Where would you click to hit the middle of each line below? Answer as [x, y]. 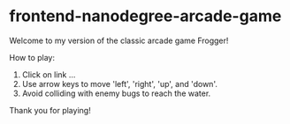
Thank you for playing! [50, 110]
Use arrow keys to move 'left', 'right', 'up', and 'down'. [120, 84]
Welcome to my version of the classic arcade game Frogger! [119, 40]
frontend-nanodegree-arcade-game [145, 16]
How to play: [32, 57]
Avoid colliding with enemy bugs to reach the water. [116, 93]
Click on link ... [49, 74]
